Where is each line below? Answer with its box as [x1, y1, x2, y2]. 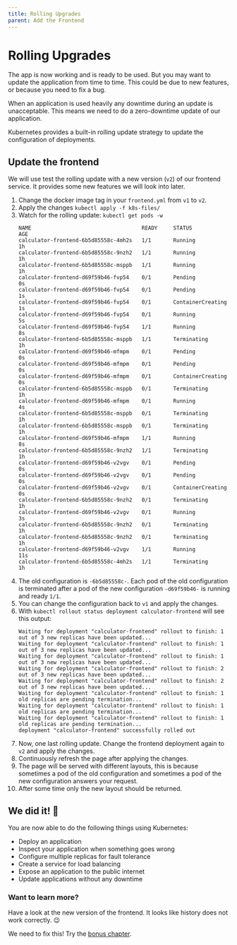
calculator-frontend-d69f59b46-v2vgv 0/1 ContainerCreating [18, 485, 228, 492]
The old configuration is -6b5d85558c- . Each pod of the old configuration [18, 577, 229, 586]
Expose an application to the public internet [18, 867, 145, 876]
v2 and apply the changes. [18, 747, 95, 756]
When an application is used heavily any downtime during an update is [8, 100, 214, 108]
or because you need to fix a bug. [8, 85, 107, 94]
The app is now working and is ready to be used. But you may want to [8, 71, 211, 79]
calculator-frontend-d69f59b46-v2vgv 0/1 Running [18, 509, 196, 516]
